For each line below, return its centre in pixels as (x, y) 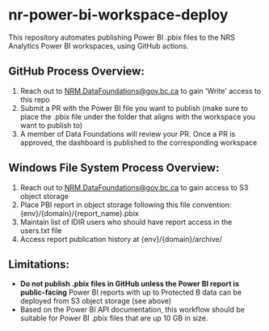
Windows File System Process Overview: (114, 168)
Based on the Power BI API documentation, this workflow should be (132, 310)
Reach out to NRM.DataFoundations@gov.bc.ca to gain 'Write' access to (141, 91)
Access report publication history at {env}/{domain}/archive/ (121, 239)
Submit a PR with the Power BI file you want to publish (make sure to (134, 108)
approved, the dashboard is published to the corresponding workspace (139, 142)
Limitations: (39, 264)
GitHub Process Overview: (77, 72)
